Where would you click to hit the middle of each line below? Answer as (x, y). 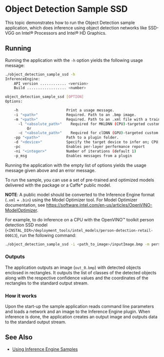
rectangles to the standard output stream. (47, 283)
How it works (21, 296)
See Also (19, 337)
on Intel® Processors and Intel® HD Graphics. (61, 33)
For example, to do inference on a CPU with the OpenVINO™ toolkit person (80, 219)
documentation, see (25, 205)
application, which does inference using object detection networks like (76, 27)
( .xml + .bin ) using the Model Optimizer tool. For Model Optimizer (71, 200)
